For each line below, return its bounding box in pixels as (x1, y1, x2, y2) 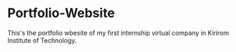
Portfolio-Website (7, 5, 116, 21)
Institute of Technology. (7, 36, 77, 44)
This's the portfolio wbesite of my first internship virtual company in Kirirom (7, 28, 230, 37)
